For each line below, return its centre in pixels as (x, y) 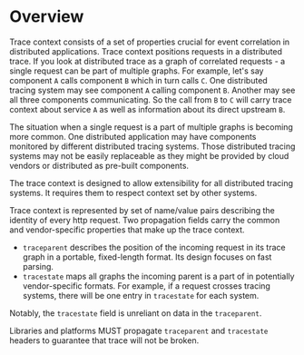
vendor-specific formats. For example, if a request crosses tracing (146, 286)
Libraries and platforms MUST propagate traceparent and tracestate (139, 330)
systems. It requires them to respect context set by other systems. (133, 192)
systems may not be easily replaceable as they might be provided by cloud (149, 155)
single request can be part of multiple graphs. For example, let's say (137, 71)
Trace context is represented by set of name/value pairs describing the (142, 210)
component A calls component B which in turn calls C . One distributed (138, 80)
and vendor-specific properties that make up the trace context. (127, 230)
